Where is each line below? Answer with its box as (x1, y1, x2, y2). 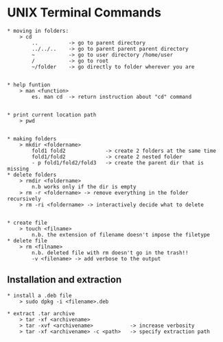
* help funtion (7, 81, 51, 88)
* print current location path (7, 111, 97, 118)
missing (7, 165, 30, 172)
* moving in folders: (7, 27, 69, 34)
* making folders (7, 135, 57, 142)
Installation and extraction (7, 274, 122, 286)
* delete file (7, 237, 48, 244)
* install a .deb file (7, 292, 72, 299)
